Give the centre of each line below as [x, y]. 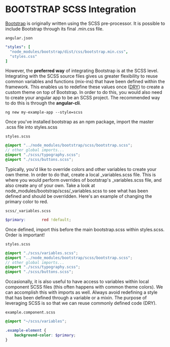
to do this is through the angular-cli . [43, 103]
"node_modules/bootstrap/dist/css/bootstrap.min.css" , [69, 52]
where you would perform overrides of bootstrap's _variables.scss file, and [83, 180]
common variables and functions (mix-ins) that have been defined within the [85, 82]
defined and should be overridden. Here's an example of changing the [79, 196]
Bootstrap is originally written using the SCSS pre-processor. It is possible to [85, 23]
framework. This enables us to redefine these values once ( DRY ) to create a [84, 87]
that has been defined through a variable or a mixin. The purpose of [76, 298]
